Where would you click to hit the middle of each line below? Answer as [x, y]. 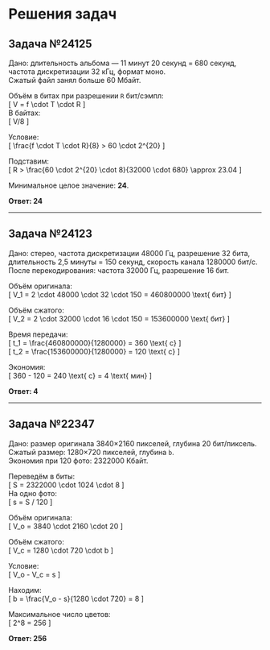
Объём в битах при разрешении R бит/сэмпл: [86, 96]
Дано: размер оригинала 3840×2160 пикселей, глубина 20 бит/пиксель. [133, 443]
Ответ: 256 [28, 638]
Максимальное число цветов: [59, 614]
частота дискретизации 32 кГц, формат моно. [87, 72]
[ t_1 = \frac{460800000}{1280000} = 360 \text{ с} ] [95, 342]
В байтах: [25, 113]
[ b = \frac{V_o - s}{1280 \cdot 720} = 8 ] [76, 598]
